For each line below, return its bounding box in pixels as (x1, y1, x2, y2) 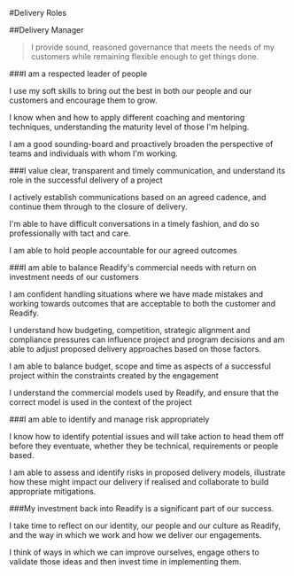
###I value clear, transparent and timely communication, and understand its (9, 166, 286, 175)
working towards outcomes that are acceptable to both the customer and (9, 299, 276, 308)
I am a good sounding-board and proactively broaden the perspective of (9, 139, 274, 149)
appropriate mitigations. (9, 486, 97, 496)
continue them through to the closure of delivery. (9, 201, 188, 212)
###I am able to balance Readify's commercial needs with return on (9, 262, 257, 273)
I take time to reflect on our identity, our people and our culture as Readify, (9, 520, 282, 531)
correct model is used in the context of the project (9, 397, 192, 407)
